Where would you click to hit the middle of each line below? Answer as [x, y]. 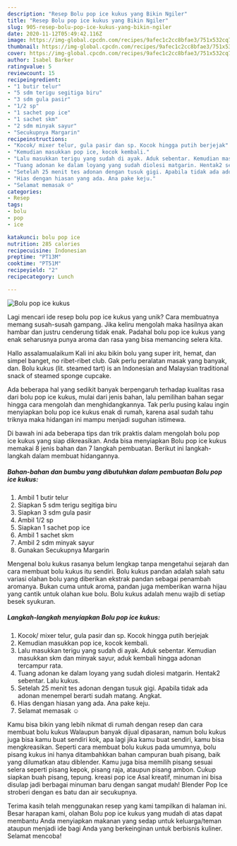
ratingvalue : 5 [30, 67]
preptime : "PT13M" [34, 257]
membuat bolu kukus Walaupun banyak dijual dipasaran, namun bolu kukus [117, 732]
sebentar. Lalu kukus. [48, 680]
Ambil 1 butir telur [43, 497]
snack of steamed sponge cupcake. [59, 375]
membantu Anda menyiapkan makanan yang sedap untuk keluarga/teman [115, 821]
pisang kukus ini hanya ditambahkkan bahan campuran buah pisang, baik [114, 754]
